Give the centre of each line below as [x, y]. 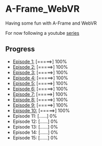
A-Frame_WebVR [43, 9]
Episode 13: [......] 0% [35, 127]
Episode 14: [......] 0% [35, 132]
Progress [20, 49]
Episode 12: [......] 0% [35, 121]
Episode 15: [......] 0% [35, 138]
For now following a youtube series [42, 33]
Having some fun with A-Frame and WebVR [51, 23]
